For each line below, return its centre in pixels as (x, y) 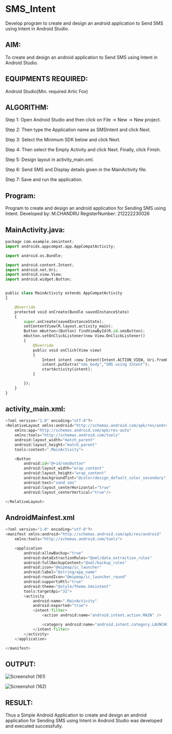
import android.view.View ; (34, 275)
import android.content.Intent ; (40, 265)
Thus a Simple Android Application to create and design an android (76, 715)
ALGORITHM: (27, 107)
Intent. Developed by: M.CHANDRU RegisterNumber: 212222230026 (78, 213)
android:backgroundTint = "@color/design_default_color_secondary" (95, 478)
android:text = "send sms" (50, 482)
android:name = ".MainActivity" (65, 601)
